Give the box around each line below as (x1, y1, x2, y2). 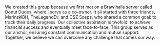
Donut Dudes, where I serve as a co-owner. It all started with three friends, (5, 9, 155, 15)
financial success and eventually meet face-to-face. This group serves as (5, 24, 154, 30)
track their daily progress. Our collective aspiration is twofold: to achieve (5, 19, 151, 25)
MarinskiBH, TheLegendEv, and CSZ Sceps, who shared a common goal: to (5, 14, 157, 20)
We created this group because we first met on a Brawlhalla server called (5, 4, 153, 10)
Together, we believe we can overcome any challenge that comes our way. (5, 34, 155, 40)
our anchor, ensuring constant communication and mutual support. (5, 30, 140, 35)
